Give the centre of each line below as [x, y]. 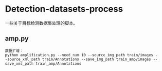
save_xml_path [19, 63]
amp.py [17, 39]
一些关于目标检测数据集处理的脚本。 [41, 23]
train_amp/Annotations [59, 63]
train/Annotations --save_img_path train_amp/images [97, 59]
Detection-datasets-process [64, 9]
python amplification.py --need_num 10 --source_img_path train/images [79, 55]
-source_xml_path [23, 59]
